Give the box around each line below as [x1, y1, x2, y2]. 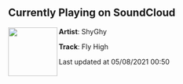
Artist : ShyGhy [58, 26, 108, 36]
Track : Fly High [58, 42, 108, 51]
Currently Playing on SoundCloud [8, 6, 176, 19]
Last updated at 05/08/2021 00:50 [58, 57, 170, 66]
